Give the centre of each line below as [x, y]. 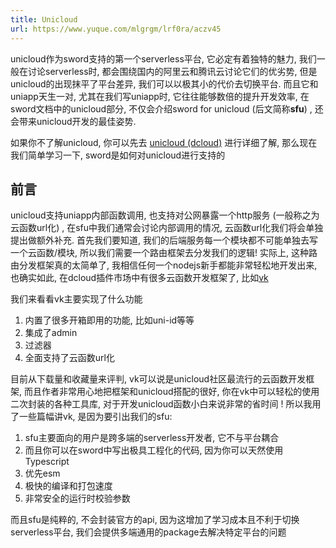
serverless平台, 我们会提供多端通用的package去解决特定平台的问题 [148, 532]
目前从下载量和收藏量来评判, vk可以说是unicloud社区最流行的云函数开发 [158, 379]
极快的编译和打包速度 [68, 486]
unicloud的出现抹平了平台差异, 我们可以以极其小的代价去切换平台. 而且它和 [164, 83]
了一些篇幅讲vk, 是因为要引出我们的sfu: [91, 417]
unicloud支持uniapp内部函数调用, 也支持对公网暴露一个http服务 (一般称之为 [165, 215]
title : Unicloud [44, 19]
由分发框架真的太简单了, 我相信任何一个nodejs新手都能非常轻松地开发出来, [164, 265]
